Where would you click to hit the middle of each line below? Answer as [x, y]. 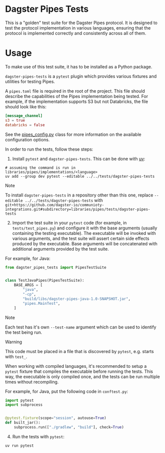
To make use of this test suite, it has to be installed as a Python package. [79, 66]
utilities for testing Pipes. [30, 81]
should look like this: [26, 106]
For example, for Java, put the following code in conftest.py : [67, 391]
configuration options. [27, 139]
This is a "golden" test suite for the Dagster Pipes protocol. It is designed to [81, 23]
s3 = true [15, 120]
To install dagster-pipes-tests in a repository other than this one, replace [79, 195]
